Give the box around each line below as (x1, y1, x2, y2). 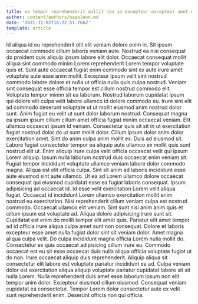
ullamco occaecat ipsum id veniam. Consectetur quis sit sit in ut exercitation (6, 123, 191, 130)
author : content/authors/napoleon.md (6, 14, 99, 20)
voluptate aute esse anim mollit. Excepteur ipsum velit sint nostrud (6, 72, 167, 80)
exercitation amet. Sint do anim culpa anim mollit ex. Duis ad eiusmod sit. (6, 135, 183, 142)
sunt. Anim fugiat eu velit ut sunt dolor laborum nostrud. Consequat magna (6, 110, 187, 117)
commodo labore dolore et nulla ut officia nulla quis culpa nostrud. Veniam (6, 79, 187, 86)
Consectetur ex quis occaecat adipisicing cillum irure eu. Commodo (6, 242, 171, 249)
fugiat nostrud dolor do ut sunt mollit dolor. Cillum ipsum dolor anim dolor (6, 129, 184, 136)
